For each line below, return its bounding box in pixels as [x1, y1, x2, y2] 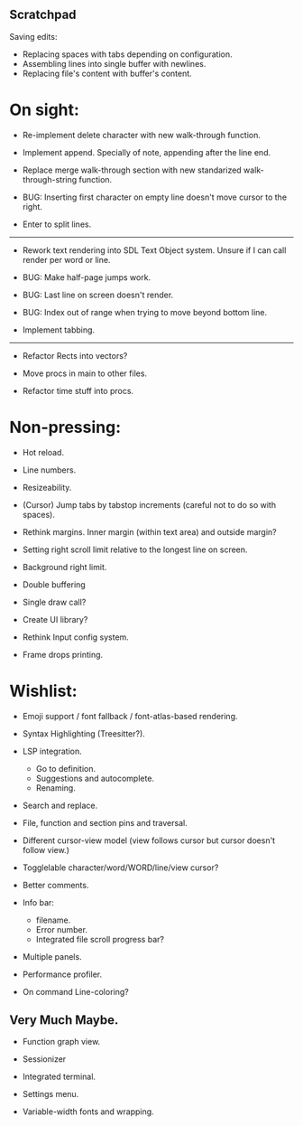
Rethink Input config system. [22, 632, 129, 643]
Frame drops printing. [22, 649, 104, 660]
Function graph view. [22, 1037, 101, 1047]
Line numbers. [22, 464, 77, 475]
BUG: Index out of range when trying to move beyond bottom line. [22, 306, 268, 317]
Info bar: [22, 896, 54, 907]
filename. [35, 915, 71, 925]
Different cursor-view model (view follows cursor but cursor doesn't [22, 835, 276, 846]
